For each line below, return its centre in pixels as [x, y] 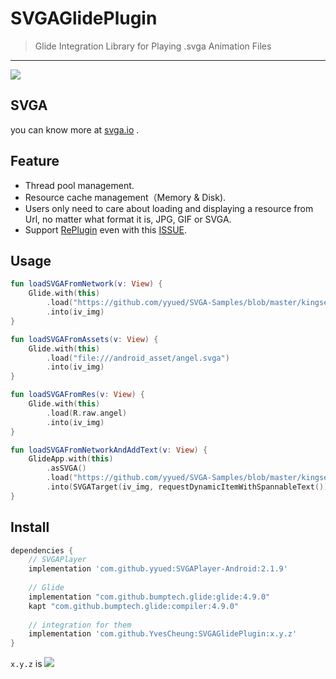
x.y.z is [26, 664]
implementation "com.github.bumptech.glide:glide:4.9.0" [149, 597]
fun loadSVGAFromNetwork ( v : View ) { [86, 284]
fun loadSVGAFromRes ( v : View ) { [77, 395]
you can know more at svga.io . [75, 129]
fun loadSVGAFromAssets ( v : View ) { [84, 339]
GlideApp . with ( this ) [71, 459]
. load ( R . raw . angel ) [87, 413]
